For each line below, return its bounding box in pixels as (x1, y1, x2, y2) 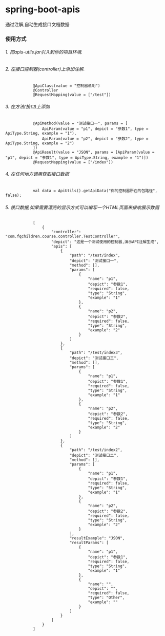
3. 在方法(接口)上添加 (5, 104, 50, 110)
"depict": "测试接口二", (69, 453, 119, 458)
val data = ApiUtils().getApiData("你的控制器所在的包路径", (32, 189, 158, 194)
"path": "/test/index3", (69, 350, 123, 356)
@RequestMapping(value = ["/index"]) (32, 159, 114, 165)
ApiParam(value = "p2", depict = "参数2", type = (42, 136, 149, 141)
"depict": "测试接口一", (69, 258, 119, 264)
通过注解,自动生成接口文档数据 (5, 21, 70, 27)
